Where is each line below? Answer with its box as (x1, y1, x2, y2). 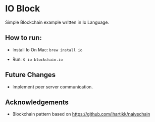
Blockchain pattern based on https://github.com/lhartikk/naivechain (12, 111, 150, 117)
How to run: (5, 34, 42, 42)
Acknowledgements (5, 98, 69, 106)
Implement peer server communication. (12, 83, 93, 89)
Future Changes (5, 71, 56, 79)
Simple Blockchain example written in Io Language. (5, 19, 109, 25)
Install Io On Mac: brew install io (12, 46, 83, 52)
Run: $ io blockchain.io (12, 56, 63, 62)
